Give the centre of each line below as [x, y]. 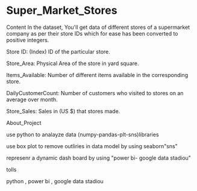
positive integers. [28, 40]
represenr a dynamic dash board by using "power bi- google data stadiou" [99, 158]
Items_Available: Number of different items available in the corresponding [97, 75]
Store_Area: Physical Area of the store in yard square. [73, 63]
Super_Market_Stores [62, 11]
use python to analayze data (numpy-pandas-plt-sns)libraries [83, 134]
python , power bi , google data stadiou [55, 181]
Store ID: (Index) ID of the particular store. [58, 51]
